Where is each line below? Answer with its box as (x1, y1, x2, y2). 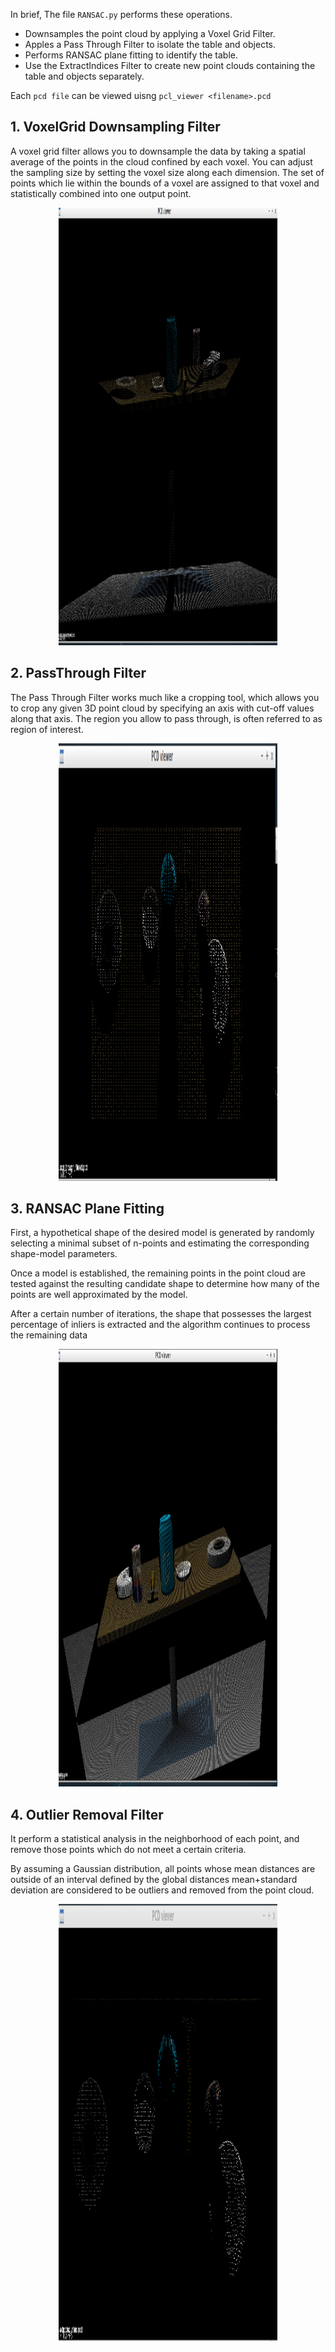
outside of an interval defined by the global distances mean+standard (10, 1874, 298, 1886)
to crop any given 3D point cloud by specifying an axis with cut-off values (10, 702, 315, 714)
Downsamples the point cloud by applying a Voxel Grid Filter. (24, 28, 276, 39)
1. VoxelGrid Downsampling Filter (10, 119, 221, 136)
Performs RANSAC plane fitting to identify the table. (24, 49, 238, 61)
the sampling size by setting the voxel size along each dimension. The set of (10, 166, 325, 178)
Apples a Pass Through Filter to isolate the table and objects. (24, 39, 276, 50)
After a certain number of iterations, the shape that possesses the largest (10, 1308, 312, 1320)
